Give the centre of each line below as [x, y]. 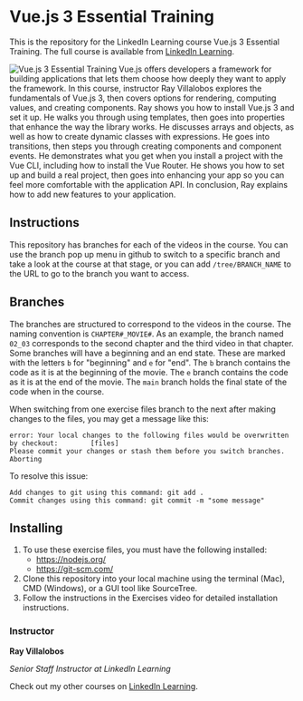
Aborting [26, 459]
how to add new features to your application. [93, 194]
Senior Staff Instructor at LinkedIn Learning [90, 668]
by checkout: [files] [64, 443]
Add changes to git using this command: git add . [107, 492]
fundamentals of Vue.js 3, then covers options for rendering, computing [143, 98]
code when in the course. [57, 391]
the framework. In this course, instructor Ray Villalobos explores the [136, 88]
